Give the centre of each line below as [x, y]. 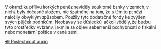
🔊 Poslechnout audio [27, 42]
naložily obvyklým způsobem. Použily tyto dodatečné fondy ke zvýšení [76, 17]
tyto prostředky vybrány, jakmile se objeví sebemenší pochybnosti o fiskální [80, 27]
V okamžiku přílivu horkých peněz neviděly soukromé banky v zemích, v [77, 7]
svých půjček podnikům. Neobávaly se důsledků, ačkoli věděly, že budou [78, 22]
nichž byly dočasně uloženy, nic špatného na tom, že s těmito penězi [74, 12]
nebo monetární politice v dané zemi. [42, 32]
